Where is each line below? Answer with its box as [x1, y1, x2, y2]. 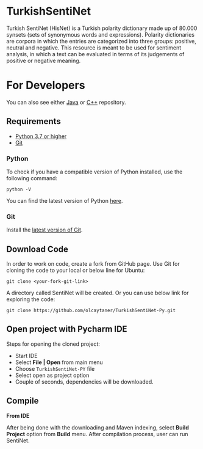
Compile [6, 396, 39, 406]
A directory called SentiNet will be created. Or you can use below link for [6, 289, 189, 297]
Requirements [6, 116, 61, 126]
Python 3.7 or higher [15, 133, 67, 140]
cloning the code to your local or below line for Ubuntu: [6, 267, 145, 274]
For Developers [6, 78, 85, 92]
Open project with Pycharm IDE [6, 324, 127, 334]
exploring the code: [6, 296, 55, 303]
